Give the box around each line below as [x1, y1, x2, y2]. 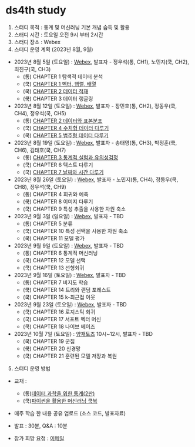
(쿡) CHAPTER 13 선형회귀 [22, 264, 85, 271]
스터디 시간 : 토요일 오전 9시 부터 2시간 [14, 31, 103, 38]
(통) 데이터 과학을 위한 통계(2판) [22, 389, 95, 397]
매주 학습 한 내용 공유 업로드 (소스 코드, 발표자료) [14, 409, 126, 416]
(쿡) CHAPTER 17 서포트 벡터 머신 [22, 315, 101, 322]
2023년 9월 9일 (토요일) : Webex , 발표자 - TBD [14, 242, 124, 249]
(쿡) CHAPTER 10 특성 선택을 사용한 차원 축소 [22, 227, 129, 234]
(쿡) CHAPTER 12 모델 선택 [22, 256, 86, 263]
